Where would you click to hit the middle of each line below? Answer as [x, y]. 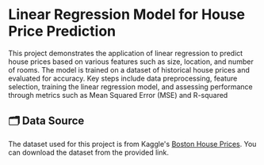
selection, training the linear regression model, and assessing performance [131, 86]
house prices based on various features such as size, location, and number [131, 62]
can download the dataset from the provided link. [88, 152]
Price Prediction [62, 31]
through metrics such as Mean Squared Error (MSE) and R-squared [118, 95]
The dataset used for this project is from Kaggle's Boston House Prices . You [132, 144]
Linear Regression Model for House [127, 15]
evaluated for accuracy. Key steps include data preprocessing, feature [123, 78]
